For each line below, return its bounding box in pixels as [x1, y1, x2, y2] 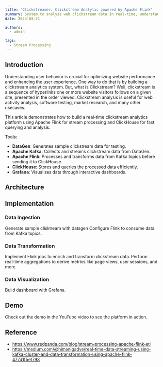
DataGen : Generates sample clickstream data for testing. [12, 143, 126, 149]
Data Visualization [5, 276, 49, 282]
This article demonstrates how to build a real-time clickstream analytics [5, 114, 148, 120]
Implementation [5, 200, 54, 208]
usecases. [5, 105, 26, 110]
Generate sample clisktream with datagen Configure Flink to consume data [5, 225, 155, 231]
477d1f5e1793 [12, 356, 40, 362]
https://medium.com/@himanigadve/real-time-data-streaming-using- [12, 346, 151, 352]
